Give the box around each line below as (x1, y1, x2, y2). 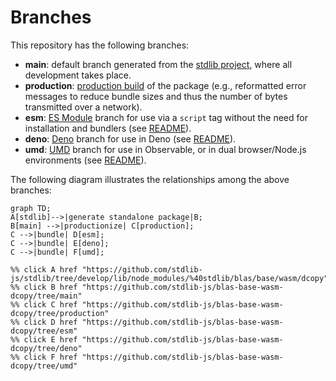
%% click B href (10, 282, 78, 292)
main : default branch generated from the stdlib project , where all (24, 58, 293, 70)
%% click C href (10, 299, 78, 310)
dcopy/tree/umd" (10, 361, 78, 371)
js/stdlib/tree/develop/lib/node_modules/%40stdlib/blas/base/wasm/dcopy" (10, 273, 329, 283)
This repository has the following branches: (10, 39, 190, 51)
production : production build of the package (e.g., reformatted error (24, 79, 307, 91)
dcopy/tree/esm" (10, 326, 78, 336)
